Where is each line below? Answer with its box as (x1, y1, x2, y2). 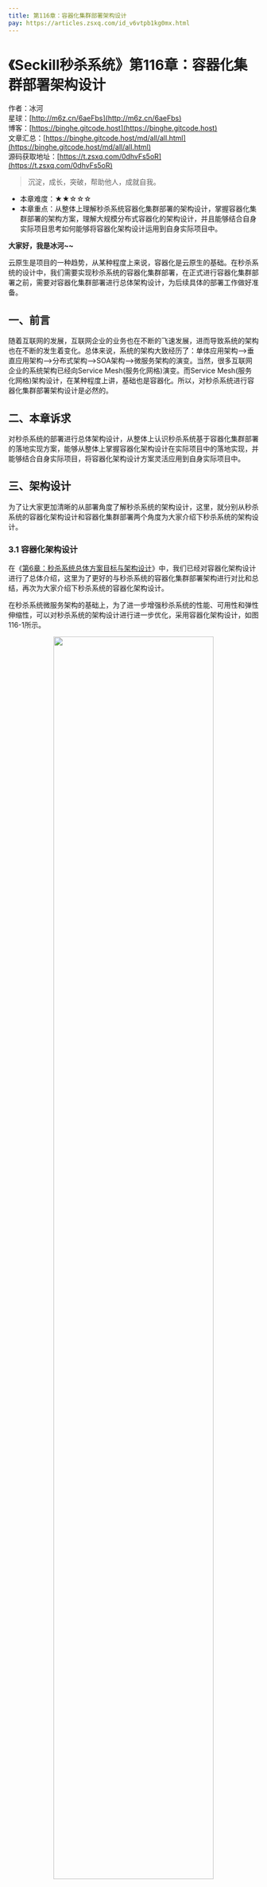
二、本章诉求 (8, 411, 72, 425)
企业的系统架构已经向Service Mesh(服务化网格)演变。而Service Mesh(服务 (8, 366, 253, 375)
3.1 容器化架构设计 (8, 543, 78, 554)
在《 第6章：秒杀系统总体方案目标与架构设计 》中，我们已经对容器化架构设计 (8, 563, 257, 574)
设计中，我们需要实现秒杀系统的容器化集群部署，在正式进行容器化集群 (21, 268, 252, 277)
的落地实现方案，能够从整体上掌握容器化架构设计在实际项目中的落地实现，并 (8, 444, 259, 454)
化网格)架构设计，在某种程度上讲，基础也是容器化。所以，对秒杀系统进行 (8, 376, 248, 386)
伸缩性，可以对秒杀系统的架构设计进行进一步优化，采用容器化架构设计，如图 (8, 610, 259, 620)
